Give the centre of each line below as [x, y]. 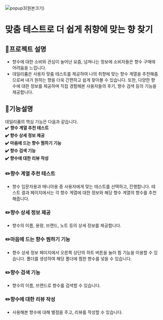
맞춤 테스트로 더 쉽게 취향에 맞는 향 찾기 [79, 30]
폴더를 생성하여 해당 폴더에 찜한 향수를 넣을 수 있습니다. [79, 259]
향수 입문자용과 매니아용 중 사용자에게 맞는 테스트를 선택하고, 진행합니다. [81, 187]
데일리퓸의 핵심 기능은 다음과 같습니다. [41, 121]
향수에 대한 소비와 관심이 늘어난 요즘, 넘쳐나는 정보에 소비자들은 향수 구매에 [84, 62]
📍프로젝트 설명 [26, 49]
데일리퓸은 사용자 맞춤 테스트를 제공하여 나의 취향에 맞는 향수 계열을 [77, 74]
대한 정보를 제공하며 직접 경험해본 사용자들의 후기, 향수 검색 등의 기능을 [89, 86]
